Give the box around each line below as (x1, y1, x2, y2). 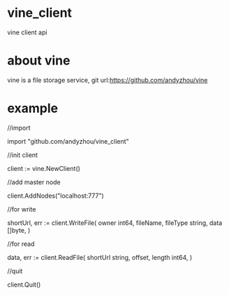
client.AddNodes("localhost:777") (7, 191, 105, 200)
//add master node (7, 177, 61, 186)
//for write (7, 205, 36, 213)
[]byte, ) (7, 226, 31, 234)
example (7, 100, 59, 116)
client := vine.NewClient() (7, 164, 80, 172)
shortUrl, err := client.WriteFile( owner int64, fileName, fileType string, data (7, 219, 223, 227)
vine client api (7, 28, 47, 36)
